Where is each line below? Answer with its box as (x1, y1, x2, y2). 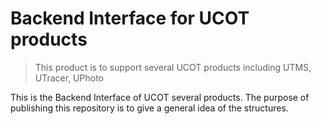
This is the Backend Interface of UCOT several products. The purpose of (10, 91, 310, 103)
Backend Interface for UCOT (10, 7, 250, 30)
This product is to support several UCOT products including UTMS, (34, 61, 312, 73)
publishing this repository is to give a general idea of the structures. (10, 102, 289, 114)
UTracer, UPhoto (34, 72, 104, 84)
